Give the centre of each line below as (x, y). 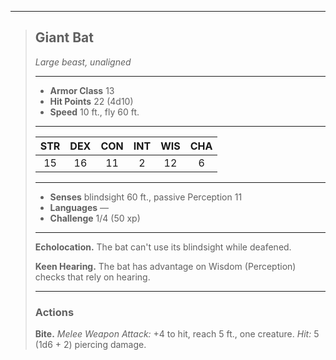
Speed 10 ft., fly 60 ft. (94, 112)
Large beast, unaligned (83, 62)
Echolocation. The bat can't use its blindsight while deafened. (163, 247)
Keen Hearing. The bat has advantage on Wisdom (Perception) (165, 266)
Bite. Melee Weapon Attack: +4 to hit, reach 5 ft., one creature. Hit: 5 (177, 334)
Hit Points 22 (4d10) (91, 101)
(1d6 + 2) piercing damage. (90, 345)
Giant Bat (64, 37)
